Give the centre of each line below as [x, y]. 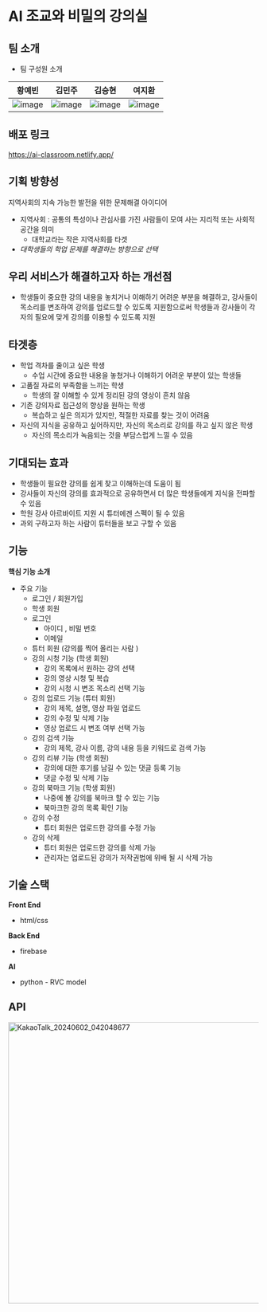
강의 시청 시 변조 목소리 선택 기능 [94, 688]
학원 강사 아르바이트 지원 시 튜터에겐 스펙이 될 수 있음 [102, 513]
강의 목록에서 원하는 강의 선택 [89, 668]
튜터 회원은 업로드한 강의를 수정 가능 [100, 827]
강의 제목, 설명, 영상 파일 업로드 [92, 708]
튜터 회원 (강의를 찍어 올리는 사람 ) [85, 648]
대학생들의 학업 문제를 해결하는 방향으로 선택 [89, 249]
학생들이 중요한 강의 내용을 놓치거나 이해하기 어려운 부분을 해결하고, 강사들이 [139, 297]
